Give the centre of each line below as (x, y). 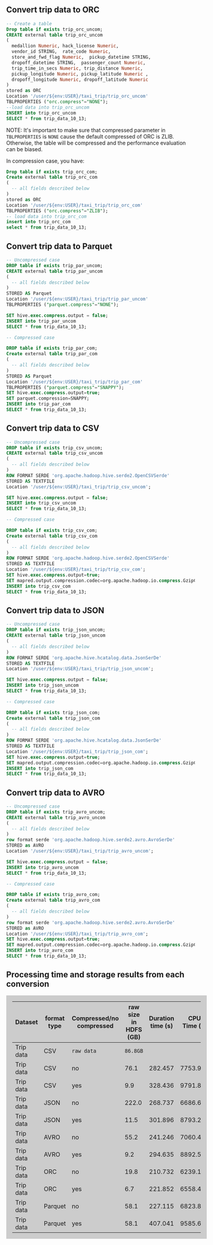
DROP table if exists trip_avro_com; (53, 895)
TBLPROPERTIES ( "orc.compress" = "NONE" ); (57, 102)
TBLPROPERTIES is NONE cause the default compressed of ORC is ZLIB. (90, 136)
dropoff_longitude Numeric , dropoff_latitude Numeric (80, 79)
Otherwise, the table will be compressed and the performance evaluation (96, 143)
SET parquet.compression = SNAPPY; (48, 398)
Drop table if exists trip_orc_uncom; (54, 29)
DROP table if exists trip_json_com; (53, 712)
